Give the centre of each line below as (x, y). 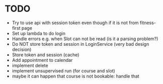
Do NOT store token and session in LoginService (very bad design (80, 44)
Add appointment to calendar (42, 60)
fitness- (148, 23)
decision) (22, 49)
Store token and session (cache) (46, 55)
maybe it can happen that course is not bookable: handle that (75, 76)
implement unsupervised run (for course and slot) (63, 70)
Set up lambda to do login (39, 33)
